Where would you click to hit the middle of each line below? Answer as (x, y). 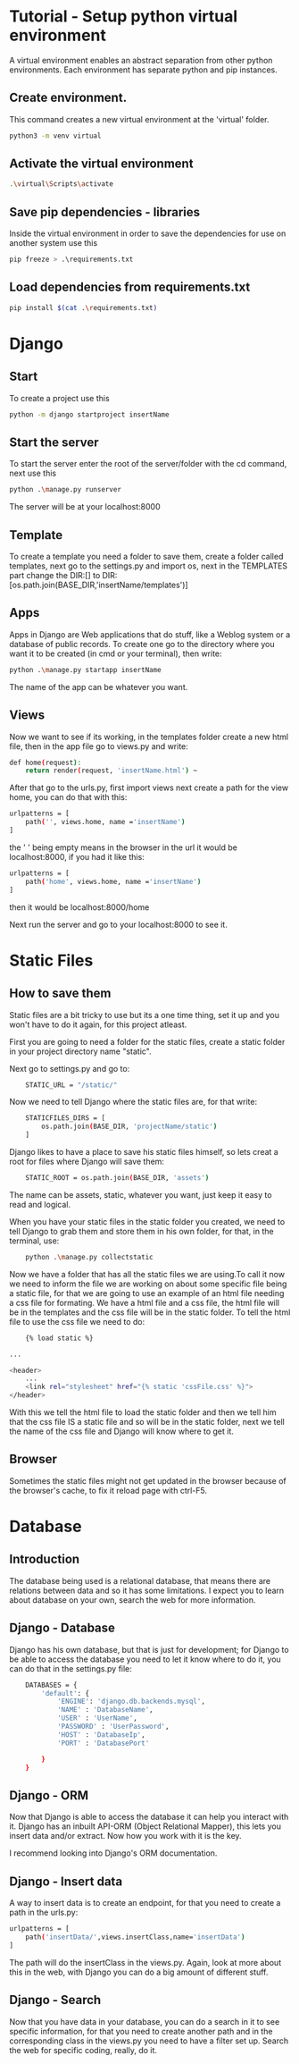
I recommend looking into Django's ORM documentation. (113, 1853)
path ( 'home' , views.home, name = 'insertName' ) (113, 881)
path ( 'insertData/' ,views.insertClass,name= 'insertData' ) (135, 1937)
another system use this (54, 243)
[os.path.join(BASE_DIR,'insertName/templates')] (99, 585)
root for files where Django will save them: (87, 1162)
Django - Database (62, 1628)
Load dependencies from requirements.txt (130, 287)
